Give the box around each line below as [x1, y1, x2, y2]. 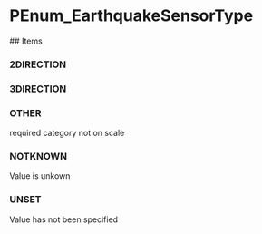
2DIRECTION [9, 58, 67, 71]
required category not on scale [9, 128, 125, 139]
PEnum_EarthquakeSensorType [9, 5, 254, 26]
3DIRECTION [9, 83, 67, 95]
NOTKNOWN [9, 151, 68, 162]
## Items [9, 35, 43, 46]
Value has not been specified [9, 214, 119, 225]
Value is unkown [9, 171, 71, 181]
